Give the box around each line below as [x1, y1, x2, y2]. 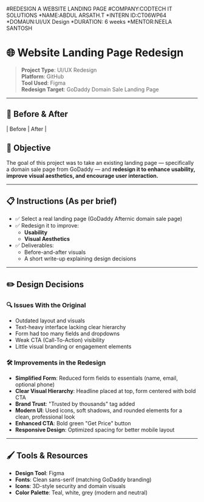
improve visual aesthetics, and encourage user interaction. [6, 172, 159, 179]
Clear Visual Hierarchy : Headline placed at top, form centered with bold [15, 388, 196, 395]
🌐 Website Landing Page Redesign [6, 46, 184, 60]
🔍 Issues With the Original [6, 301, 86, 309]
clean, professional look [15, 413, 75, 420]
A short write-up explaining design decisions [24, 255, 137, 262]
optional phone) [15, 381, 55, 388]
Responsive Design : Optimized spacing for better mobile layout [15, 426, 175, 434]
